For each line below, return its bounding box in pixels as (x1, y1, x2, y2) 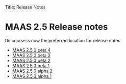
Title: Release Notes (5, 4, 46, 10)
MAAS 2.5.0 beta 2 (12, 57, 50, 63)
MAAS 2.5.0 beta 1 (12, 62, 50, 68)
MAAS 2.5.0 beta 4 (12, 47, 50, 53)
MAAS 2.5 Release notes (5, 22, 108, 32)
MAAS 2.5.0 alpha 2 (12, 68, 53, 74)
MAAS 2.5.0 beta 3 (12, 52, 50, 58)
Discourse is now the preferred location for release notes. (5, 37, 122, 43)
